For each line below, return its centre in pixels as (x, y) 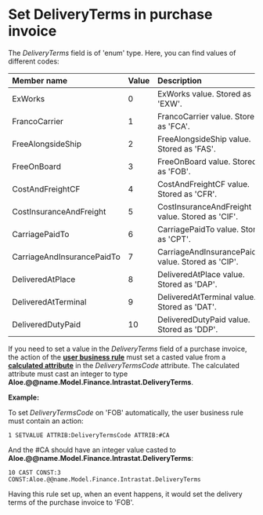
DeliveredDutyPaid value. (204, 320)
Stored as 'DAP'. (187, 284)
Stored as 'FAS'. (187, 148)
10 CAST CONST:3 (34, 473)
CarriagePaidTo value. (198, 229)
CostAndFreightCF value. (204, 184)
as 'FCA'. (174, 126)
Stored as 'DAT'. (187, 306)
